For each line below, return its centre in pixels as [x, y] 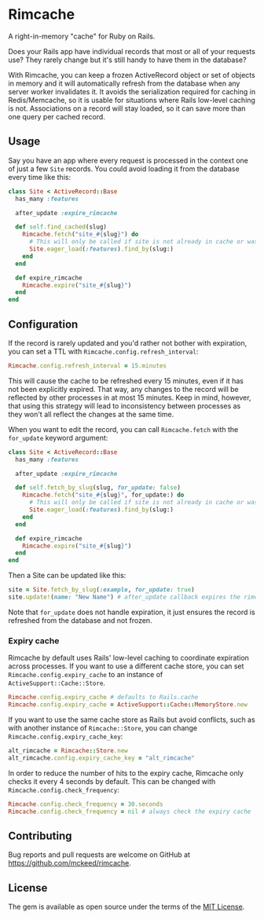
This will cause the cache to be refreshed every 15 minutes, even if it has [126, 381]
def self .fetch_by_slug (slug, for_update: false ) [98, 488]
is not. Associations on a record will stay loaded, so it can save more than [127, 108]
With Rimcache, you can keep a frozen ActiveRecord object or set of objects [132, 75]
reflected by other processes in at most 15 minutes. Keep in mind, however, [130, 397]
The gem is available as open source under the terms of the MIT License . [126, 907]
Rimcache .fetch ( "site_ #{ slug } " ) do [81, 234]
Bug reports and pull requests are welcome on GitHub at [99, 855]
